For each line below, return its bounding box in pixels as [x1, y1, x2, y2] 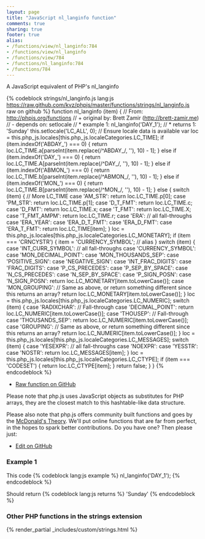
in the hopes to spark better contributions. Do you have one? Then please [6, 424, 193, 432]
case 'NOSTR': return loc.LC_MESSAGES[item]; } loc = [6, 349, 144, 357]
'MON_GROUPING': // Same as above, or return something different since [6, 284, 192, 292]
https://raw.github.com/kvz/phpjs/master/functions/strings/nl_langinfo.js [6, 101, 190, 109]
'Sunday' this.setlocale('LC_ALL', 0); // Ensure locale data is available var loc [6, 127, 199, 135]
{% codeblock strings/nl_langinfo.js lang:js [6, 95, 114, 102]
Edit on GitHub [15, 443, 52, 450]
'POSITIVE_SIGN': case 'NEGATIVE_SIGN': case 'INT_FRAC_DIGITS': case [6, 258, 192, 265]
